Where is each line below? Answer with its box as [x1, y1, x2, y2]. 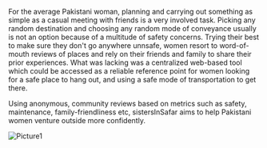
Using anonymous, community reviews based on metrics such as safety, [8, 99, 247, 108]
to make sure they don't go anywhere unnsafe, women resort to [8, 41, 218, 50]
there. [8, 83, 28, 93]
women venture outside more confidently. [8, 116, 146, 125]
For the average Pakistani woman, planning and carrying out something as [8, 7, 253, 16]
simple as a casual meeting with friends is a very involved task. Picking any [8, 15, 256, 25]
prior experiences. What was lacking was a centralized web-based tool [8, 58, 242, 67]
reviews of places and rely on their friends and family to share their [30, 50, 252, 58]
